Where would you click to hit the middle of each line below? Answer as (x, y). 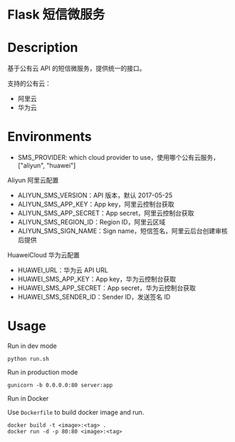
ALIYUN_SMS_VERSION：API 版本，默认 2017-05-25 (95, 195)
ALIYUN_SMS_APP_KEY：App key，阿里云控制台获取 (96, 205)
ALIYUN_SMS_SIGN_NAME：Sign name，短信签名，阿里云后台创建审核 (122, 231)
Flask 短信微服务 (56, 15)
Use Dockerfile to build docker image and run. (76, 412)
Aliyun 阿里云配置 (33, 180)
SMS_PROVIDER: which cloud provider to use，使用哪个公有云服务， (118, 158)
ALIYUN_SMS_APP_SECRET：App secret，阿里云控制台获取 (106, 213)
